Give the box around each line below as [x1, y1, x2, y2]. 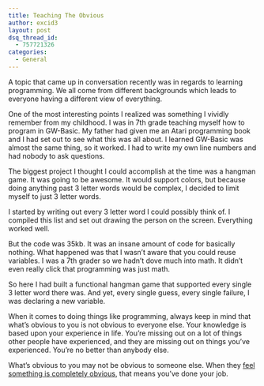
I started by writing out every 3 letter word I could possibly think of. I [8, 207, 231, 216]
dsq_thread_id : [8, 33, 58, 42]
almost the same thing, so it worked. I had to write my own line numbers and [8, 143, 257, 152]
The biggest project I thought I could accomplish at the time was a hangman [8, 167, 256, 176]
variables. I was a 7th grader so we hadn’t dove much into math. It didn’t [8, 256, 243, 265]
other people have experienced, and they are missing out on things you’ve [8, 336, 251, 346]
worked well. [8, 223, 50, 233]
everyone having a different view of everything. [8, 94, 163, 103]
